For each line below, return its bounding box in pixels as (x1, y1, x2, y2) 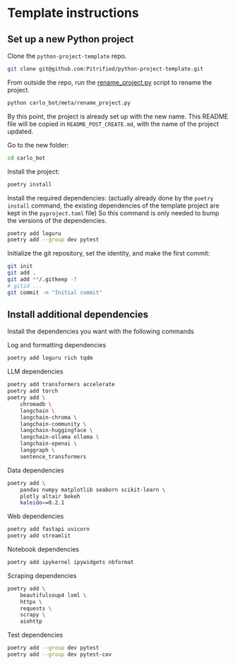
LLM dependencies (7, 367, 64, 376)
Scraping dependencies (7, 571, 77, 580)
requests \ (20, 605, 52, 612)
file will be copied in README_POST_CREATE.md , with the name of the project (7, 119, 219, 128)
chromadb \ (20, 400, 52, 407)
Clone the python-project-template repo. (7, 52, 127, 60)
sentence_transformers (20, 453, 87, 460)
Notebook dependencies (7, 545, 80, 553)
